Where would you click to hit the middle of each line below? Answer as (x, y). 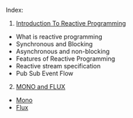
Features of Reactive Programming (65, 59)
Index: (15, 10)
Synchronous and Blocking (54, 44)
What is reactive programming (59, 37)
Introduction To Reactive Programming (71, 23)
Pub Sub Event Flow (44, 73)
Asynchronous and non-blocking (63, 51)
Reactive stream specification (58, 66)
